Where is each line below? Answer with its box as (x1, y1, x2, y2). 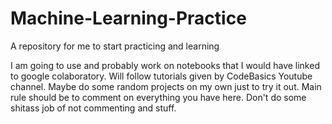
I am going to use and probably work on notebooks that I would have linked (10, 59, 320, 71)
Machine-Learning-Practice (10, 7, 247, 30)
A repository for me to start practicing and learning (10, 40, 220, 52)
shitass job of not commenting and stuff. (10, 102, 177, 114)
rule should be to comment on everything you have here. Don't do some (10, 91, 307, 103)
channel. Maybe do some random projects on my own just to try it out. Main (10, 80, 322, 92)
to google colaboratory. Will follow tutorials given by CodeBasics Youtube (10, 70, 313, 82)
